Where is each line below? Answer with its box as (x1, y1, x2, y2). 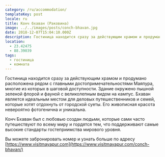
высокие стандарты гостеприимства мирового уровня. (5, 127, 121, 132)
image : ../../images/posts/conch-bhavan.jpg (5, 26, 98, 30)
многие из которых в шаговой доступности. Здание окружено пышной (5, 86, 154, 92)
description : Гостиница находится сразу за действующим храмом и (5, 35, 141, 40)
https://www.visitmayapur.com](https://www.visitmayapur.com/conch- (6, 141, 150, 147)
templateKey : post (5, 12, 43, 17)
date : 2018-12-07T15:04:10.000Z (5, 30, 71, 35)
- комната (9, 62, 29, 67)
